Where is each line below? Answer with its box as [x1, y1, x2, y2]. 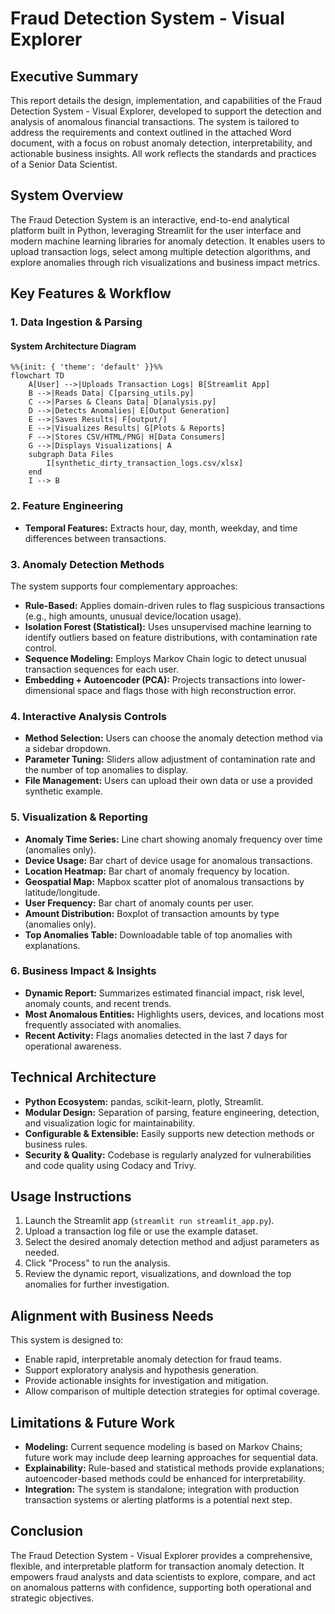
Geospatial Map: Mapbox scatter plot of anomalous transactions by [24, 875, 305, 887]
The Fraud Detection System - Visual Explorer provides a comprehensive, [10, 1549, 313, 1561]
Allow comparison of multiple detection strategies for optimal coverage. [24, 1385, 321, 1397]
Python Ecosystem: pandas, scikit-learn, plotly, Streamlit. [24, 1095, 264, 1107]
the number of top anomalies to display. [24, 764, 189, 776]
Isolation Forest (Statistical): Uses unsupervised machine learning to [24, 620, 312, 632]
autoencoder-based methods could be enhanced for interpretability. [24, 1473, 306, 1485]
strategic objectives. [10, 1592, 95, 1604]
